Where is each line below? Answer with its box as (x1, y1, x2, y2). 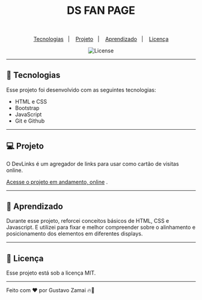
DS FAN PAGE (67, 4, 135, 18)
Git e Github (14, 117, 45, 124)
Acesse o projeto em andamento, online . (6, 178, 108, 185)
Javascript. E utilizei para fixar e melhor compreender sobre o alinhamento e (6, 224, 196, 231)
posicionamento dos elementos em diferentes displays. (6, 230, 143, 237)
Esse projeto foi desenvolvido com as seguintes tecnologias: (6, 86, 156, 94)
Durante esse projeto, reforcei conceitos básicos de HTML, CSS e (6, 217, 170, 225)
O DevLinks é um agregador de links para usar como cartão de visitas (6, 160, 179, 167)
